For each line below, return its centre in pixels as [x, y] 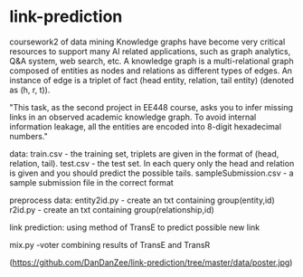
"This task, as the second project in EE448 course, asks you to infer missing [151, 107]
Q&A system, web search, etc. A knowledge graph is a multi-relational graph [151, 61]
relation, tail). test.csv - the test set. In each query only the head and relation [152, 163]
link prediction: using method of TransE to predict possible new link [135, 227]
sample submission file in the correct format [91, 182]
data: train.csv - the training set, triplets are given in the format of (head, [144, 153]
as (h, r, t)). [30, 90]
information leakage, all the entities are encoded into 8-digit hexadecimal [146, 126]
